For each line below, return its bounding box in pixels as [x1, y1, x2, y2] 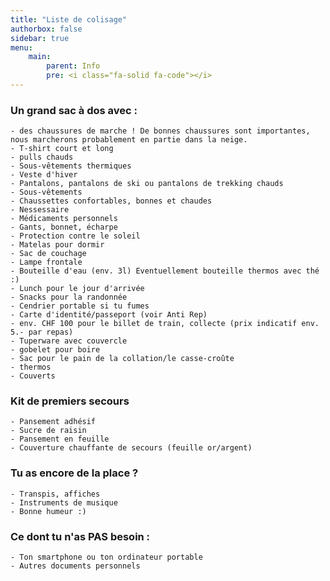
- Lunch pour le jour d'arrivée [10, 284, 145, 294]
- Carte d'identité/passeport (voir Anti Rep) [10, 310, 208, 320]
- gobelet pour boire [10, 345, 101, 355]
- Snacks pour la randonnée [10, 292, 128, 303]
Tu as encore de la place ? [10, 466, 139, 480]
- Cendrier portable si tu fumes [10, 301, 150, 311]
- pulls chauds [10, 152, 74, 163]
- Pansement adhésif [10, 417, 97, 427]
